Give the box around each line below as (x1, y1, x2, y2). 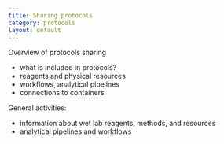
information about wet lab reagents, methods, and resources (19, 119, 216, 128)
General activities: (8, 103, 67, 113)
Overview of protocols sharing (8, 48, 107, 57)
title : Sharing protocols (8, 11, 93, 20)
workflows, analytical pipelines (19, 79, 120, 89)
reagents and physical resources (19, 72, 126, 81)
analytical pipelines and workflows (19, 127, 132, 136)
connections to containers (19, 88, 105, 98)
